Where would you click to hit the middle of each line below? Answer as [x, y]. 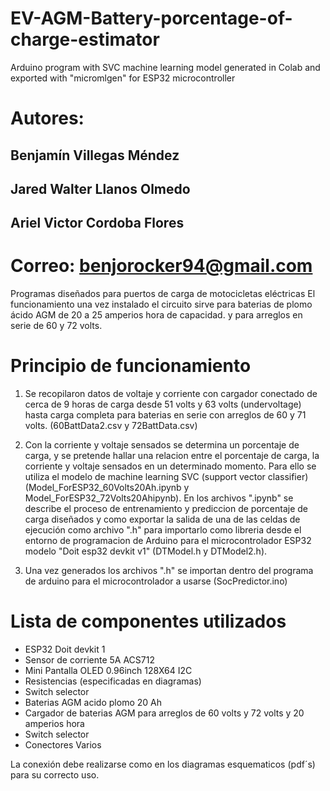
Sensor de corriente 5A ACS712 [89, 660]
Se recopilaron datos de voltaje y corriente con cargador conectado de [171, 394]
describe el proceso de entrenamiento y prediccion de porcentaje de [166, 509]
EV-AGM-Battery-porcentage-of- [151, 18]
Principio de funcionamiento [131, 366]
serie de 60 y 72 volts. [56, 326]
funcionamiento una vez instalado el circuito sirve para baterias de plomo [161, 304]
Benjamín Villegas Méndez [95, 155]
